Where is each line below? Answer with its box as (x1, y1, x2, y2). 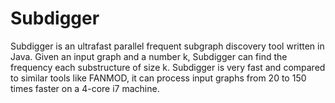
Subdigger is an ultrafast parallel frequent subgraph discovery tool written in (10, 40, 325, 52)
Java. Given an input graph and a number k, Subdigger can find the (10, 50, 288, 62)
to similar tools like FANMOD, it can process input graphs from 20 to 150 (10, 72, 307, 84)
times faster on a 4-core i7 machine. (10, 82, 160, 94)
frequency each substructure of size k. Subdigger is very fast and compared (10, 61, 326, 73)
